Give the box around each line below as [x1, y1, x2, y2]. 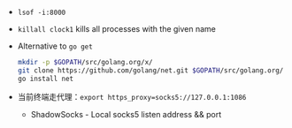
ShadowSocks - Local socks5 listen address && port [30, 109, 222, 119]
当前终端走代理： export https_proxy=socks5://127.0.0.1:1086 [17, 91, 247, 102]
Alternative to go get [17, 41, 93, 51]
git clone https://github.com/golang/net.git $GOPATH [17, 65, 220, 75]
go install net [17, 74, 74, 83]
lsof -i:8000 [17, 8, 66, 17]
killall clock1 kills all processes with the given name [17, 24, 217, 34]
